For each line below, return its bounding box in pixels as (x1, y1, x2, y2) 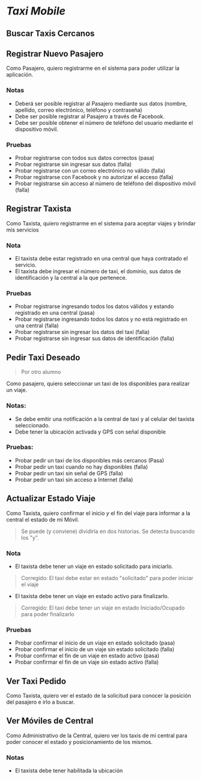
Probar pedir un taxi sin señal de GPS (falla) (14, 469, 123, 477)
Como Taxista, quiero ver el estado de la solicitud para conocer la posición (6, 692, 191, 699)
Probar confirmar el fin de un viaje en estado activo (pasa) (14, 652, 160, 660)
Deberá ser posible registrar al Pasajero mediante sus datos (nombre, (14, 99, 188, 107)
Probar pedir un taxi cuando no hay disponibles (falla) (14, 463, 148, 470)
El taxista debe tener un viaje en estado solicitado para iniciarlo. (14, 563, 173, 570)
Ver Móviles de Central (6, 716, 94, 726)
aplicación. (6, 71, 34, 78)
